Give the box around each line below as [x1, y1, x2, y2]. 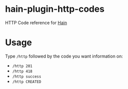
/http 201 [12, 63, 33, 68]
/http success [12, 74, 41, 79]
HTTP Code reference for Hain [5, 20, 67, 26]
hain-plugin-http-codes [5, 3, 105, 15]
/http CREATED [12, 79, 41, 84]
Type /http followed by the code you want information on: [5, 53, 123, 59]
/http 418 [12, 69, 33, 74]
